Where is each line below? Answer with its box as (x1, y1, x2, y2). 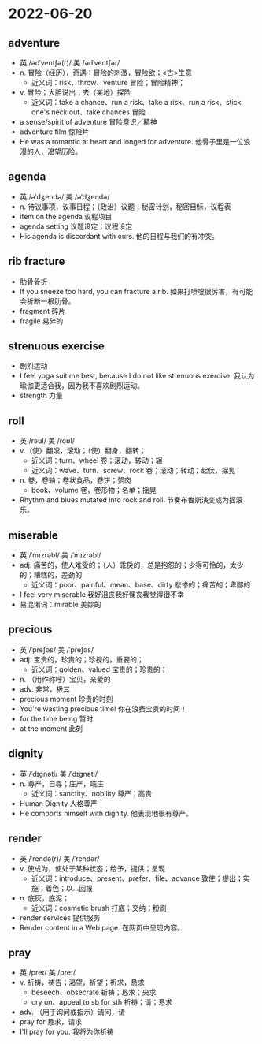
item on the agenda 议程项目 (19, 211, 113, 221)
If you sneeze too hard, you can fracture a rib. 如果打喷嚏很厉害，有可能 (19, 286, 253, 296)
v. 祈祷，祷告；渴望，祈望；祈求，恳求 (19, 978, 146, 987)
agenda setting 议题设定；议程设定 (19, 222, 132, 231)
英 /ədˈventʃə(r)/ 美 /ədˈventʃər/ (19, 58, 120, 67)
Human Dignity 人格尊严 (19, 798, 98, 808)
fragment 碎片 (19, 306, 65, 315)
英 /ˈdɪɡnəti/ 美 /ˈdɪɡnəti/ (19, 769, 98, 778)
